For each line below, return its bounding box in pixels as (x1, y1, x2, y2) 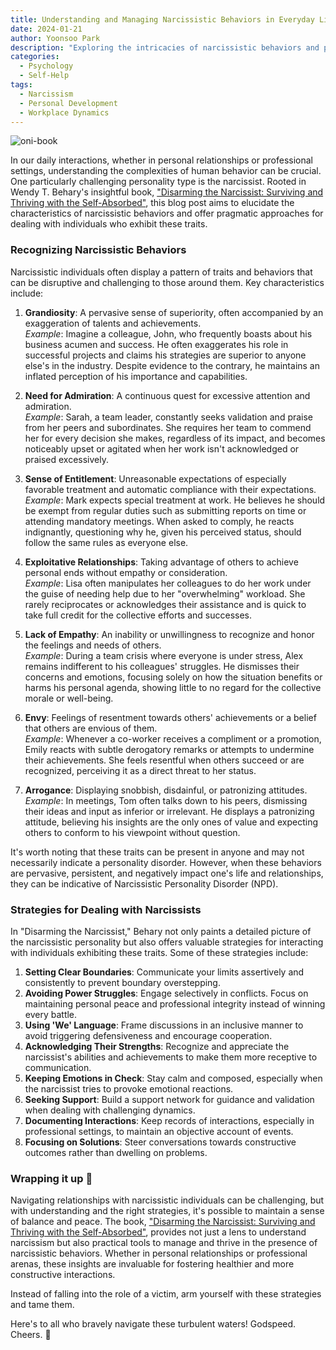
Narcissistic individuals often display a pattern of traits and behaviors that (10, 266, 313, 278)
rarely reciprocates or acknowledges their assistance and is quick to (24, 598, 307, 610)
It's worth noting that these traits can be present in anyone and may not (10, 846, 305, 858)
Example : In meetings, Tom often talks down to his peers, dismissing (24, 794, 308, 806)
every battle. (24, 1008, 78, 1020)
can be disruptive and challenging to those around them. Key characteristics (10, 276, 325, 288)
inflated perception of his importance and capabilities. (24, 370, 248, 382)
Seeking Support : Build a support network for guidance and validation (24, 1093, 315, 1105)
